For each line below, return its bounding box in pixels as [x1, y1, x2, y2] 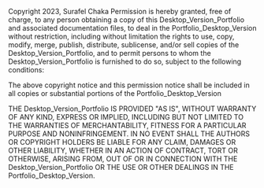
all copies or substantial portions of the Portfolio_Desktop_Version [8, 89, 222, 98]
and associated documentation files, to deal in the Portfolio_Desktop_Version [8, 24, 257, 32]
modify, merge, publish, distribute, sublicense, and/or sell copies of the [8, 40, 240, 50]
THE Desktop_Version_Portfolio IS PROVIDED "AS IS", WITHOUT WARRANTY [8, 104, 257, 113]
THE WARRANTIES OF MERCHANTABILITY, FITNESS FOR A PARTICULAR [8, 121, 247, 130]
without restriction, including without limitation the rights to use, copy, [8, 31, 235, 41]
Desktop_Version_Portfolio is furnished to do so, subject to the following [8, 57, 242, 66]
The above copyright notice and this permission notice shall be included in [8, 80, 250, 90]
